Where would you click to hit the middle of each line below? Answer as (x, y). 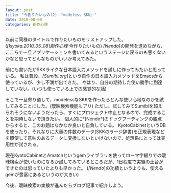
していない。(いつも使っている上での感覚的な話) (56, 89)
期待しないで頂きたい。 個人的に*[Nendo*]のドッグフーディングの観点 (88, 119)
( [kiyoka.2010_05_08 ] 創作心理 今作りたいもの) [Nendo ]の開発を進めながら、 (85, 46)
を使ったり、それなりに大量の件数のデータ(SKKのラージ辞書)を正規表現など (85, 132)
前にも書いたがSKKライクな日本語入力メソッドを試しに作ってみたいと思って (86, 70)
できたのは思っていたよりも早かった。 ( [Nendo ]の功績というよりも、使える (84, 168)
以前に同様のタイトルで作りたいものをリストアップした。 (66, 39)
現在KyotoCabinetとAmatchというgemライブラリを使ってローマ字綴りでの (83, 155)
